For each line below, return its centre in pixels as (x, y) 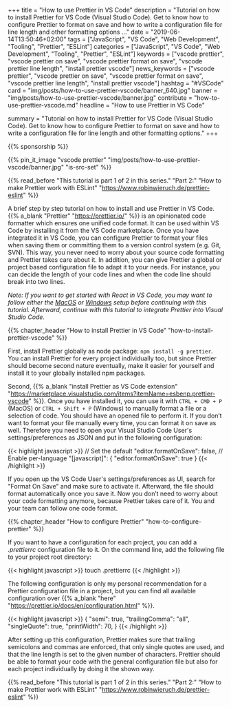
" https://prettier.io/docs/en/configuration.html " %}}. (81, 605)
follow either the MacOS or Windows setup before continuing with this (107, 302)
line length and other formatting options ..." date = (79, 32)
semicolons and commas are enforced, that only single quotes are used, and (116, 647)
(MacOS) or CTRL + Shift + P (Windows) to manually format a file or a (107, 408)
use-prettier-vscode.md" (43, 105)
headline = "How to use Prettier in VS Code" (142, 105)
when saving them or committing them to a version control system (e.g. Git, (114, 245)
